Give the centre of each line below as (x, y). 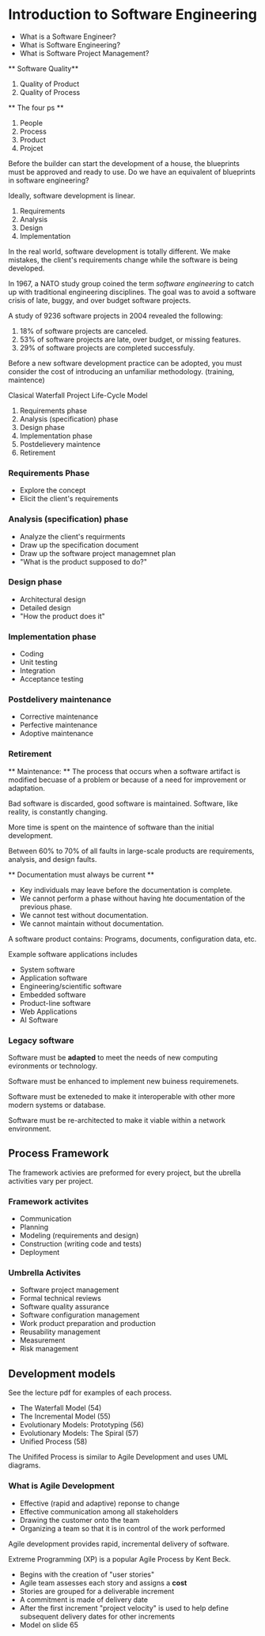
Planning (34, 1227)
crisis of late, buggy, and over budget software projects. (100, 300)
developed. (26, 268)
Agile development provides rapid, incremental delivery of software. (119, 1543)
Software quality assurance (64, 1307)
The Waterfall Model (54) (61, 1408)
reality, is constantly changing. (58, 811)
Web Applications (48, 1011)
